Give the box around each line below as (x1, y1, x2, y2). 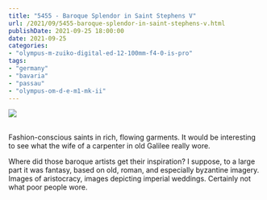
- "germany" (8, 65, 48, 73)
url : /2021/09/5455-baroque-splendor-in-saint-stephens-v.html (8, 19, 226, 27)
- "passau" (8, 79, 45, 87)
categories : (8, 42, 48, 50)
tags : (8, 57, 27, 65)
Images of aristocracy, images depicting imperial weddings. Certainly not (8, 174, 252, 184)
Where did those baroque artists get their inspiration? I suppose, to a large (8, 156, 256, 166)
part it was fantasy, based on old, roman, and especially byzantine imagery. (8, 165, 260, 175)
